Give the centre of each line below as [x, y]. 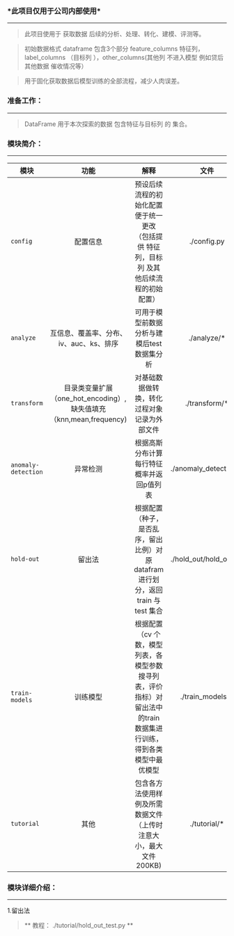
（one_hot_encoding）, [88, 398]
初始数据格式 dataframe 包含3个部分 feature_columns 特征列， [114, 49]
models [22, 700]
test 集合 [149, 611]
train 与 [149, 600]
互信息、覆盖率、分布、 [88, 333]
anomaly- [25, 465]
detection [27, 472]
